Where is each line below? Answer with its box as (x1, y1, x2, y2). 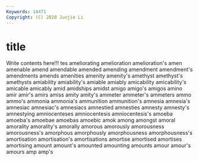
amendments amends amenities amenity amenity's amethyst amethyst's (6, 72, 183, 79)
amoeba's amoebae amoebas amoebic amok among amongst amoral (6, 117, 176, 124)
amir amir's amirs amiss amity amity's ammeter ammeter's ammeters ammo (6, 91, 192, 98)
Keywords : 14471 (6, 8, 46, 15)
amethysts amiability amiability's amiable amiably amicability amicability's (6, 79, 187, 86)
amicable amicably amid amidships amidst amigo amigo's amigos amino (6, 85, 183, 92)
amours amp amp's (6, 148, 53, 156)
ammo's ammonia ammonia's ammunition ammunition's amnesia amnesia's (6, 98, 191, 105)
